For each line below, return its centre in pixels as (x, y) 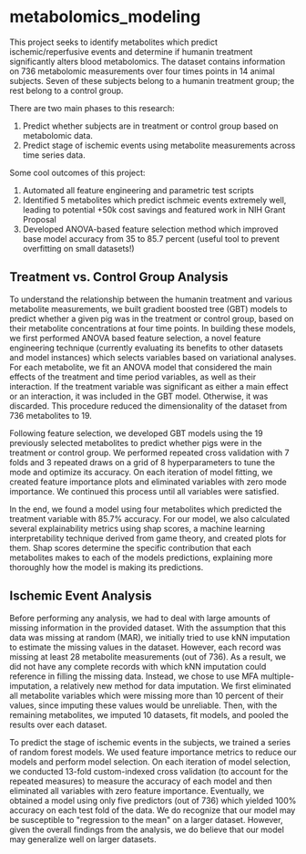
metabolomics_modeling (105, 17)
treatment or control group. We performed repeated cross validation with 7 (149, 453)
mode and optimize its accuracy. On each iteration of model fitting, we (141, 472)
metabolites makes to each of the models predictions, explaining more (141, 557)
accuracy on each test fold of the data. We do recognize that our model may (153, 810)
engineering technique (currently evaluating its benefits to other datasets (147, 348)
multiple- (277, 676)
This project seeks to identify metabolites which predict (114, 42)
